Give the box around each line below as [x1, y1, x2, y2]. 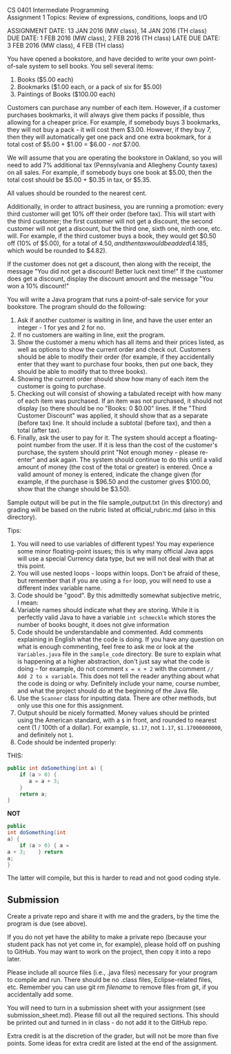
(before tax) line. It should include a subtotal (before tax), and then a [17, 419, 212, 427]
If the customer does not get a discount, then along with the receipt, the [7, 260, 212, 268]
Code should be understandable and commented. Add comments [17, 628, 203, 636]
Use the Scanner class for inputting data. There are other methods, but [17, 694, 217, 702]
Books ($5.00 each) [17, 75, 74, 84]
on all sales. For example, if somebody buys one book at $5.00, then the [7, 169, 212, 176]
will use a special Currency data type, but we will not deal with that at [17, 554, 214, 563]
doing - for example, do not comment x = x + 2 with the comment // [17, 665, 214, 672]
